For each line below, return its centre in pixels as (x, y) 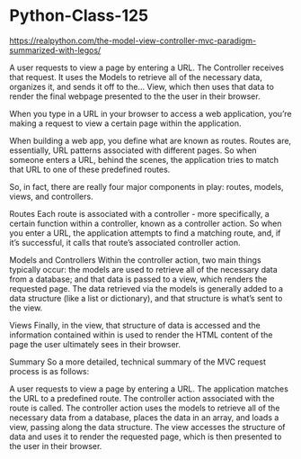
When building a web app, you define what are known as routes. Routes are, (150, 140)
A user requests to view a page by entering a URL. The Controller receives (147, 67)
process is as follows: (49, 371)
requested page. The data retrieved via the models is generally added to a (146, 288)
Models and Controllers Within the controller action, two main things (136, 260)
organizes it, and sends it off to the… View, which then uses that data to (142, 86)
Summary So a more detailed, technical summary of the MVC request (138, 362)
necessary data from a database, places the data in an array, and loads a (144, 417)
